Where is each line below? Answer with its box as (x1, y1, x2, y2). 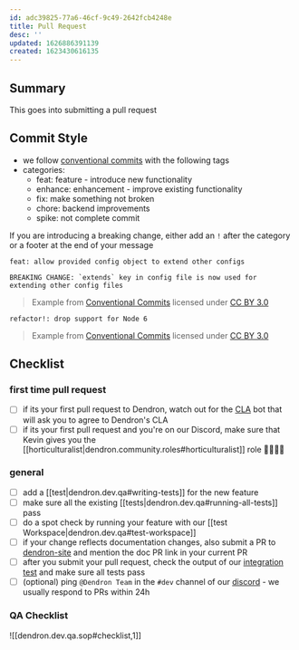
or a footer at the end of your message (9, 239, 154, 250)
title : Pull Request (9, 22, 88, 31)
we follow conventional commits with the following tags (22, 155, 229, 166)
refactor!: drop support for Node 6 (9, 314, 148, 323)
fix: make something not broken (35, 193, 155, 204)
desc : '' (9, 30, 43, 39)
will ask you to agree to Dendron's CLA (22, 414, 169, 425)
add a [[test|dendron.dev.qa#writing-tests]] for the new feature (22, 486, 259, 498)
